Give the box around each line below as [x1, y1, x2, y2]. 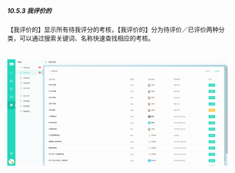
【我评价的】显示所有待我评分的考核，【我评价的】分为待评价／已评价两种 [7, 25, 219, 33]
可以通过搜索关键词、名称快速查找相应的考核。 [19, 33, 155, 42]
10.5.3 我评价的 [7, 6, 52, 15]
